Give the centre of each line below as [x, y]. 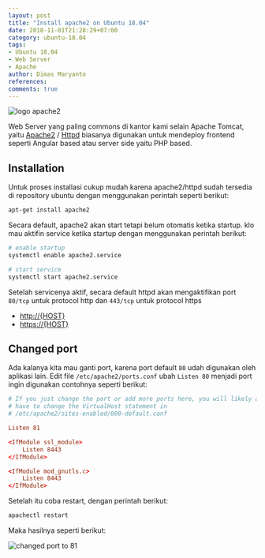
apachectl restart [38, 515]
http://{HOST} [42, 316]
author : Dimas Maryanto [47, 74]
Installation [36, 168]
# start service [35, 269]
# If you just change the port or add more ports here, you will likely [130, 399]
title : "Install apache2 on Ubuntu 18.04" [79, 23]
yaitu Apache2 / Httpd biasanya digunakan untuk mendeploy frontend [121, 135]
